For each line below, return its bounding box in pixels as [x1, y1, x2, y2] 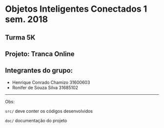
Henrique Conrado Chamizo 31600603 [12, 79, 90, 85]
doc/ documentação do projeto [5, 117, 67, 123]
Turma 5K [5, 33, 36, 42]
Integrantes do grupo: [5, 66, 73, 75]
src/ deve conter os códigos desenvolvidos [5, 108, 93, 114]
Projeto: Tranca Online [5, 50, 75, 58]
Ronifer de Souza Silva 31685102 [12, 85, 79, 90]
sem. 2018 [5, 14, 48, 25]
